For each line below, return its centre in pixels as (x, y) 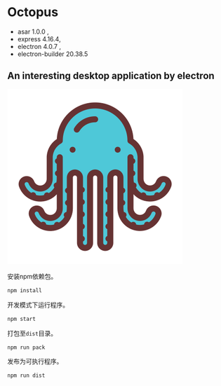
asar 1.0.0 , (33, 32)
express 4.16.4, (39, 39)
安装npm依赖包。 (32, 276)
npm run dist (26, 375)
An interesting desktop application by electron (111, 76)
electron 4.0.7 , (39, 46)
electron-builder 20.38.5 (53, 54)
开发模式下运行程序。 (38, 305)
